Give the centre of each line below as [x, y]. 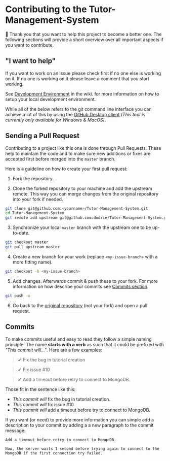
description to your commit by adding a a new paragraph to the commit [79, 425]
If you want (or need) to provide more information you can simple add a [80, 419]
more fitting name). [33, 262]
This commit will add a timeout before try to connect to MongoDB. [81, 410]
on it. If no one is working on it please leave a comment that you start [77, 78]
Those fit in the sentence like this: [40, 389]
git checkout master [27, 242]
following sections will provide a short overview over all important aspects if [84, 40]
